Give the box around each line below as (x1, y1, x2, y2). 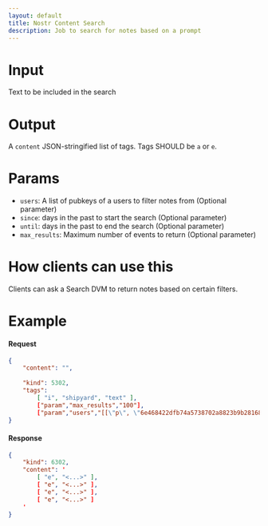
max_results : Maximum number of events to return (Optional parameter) (19, 230, 257, 239)
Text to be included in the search (8, 87, 116, 97)
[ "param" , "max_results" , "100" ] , (37, 401, 145, 409)
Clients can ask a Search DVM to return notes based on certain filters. (8, 284, 238, 294)
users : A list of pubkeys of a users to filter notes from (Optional (19, 196, 227, 206)
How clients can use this (8, 258, 174, 276)
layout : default (8, 11, 62, 20)
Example (8, 312, 67, 330)
